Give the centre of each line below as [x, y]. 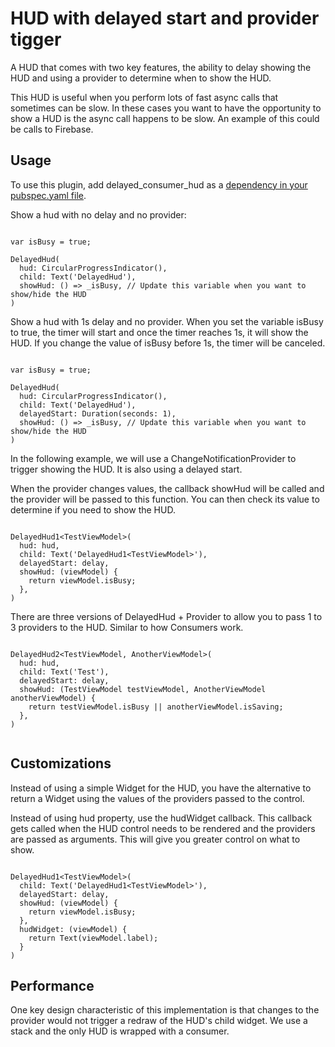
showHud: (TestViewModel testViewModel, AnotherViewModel [143, 689]
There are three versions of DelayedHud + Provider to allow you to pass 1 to [166, 616]
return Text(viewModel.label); [93, 938]
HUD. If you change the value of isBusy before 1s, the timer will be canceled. [168, 343]
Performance [52, 985]
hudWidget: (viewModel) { [73, 929]
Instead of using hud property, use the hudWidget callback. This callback [161, 818]
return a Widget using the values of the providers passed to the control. [157, 798]
